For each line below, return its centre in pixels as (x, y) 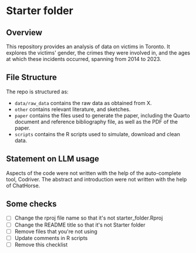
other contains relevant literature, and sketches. (72, 109)
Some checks (31, 204)
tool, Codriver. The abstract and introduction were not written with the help (97, 179)
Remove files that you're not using (56, 231)
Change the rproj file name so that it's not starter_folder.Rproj (89, 218)
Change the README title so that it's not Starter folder (80, 225)
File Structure (31, 77)
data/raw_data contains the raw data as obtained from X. (83, 103)
